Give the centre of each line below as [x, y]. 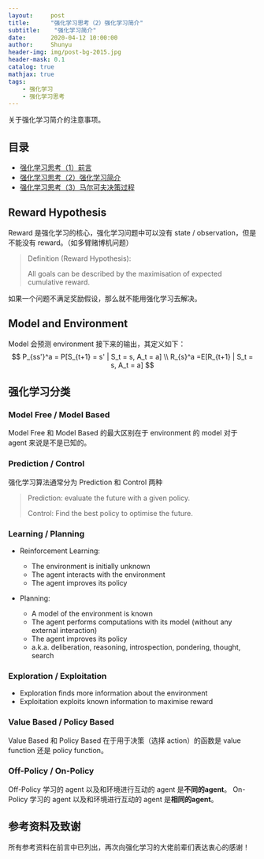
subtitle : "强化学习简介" [52, 30]
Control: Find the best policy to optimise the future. [110, 513]
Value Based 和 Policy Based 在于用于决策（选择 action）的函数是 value [125, 740]
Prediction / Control [46, 464]
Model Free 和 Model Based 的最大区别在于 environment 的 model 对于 [123, 433]
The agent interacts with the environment [98, 575]
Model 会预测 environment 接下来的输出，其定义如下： [97, 344]
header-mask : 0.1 [37, 60]
